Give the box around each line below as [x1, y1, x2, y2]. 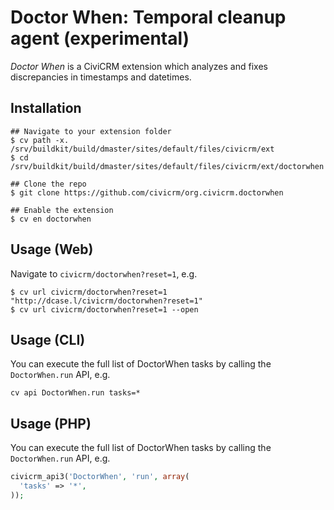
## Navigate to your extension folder [10, 126, 172, 136]
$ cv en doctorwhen [10, 214, 92, 224]
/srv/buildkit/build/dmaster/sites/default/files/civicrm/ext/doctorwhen [10, 161, 325, 171]
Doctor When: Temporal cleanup [10, 6, 287, 29]
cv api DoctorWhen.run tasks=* [10, 388, 141, 398]
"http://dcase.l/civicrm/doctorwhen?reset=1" [10, 296, 203, 306]
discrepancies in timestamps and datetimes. [10, 71, 192, 83]
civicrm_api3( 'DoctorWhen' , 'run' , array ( [10, 472, 190, 482]
